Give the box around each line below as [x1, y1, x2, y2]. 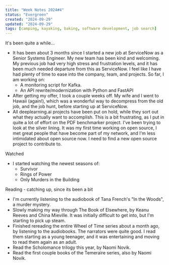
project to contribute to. [12, 141, 62, 147]
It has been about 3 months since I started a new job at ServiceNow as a [12, 50, 163, 56]
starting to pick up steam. [12, 218, 66, 224]
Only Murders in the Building [20, 177, 80, 183]
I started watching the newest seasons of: [12, 161, 100, 167]
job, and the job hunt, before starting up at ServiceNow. [12, 103, 128, 110]
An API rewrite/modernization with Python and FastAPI [20, 87, 134, 93]
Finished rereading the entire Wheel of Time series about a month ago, [12, 223, 160, 229]
